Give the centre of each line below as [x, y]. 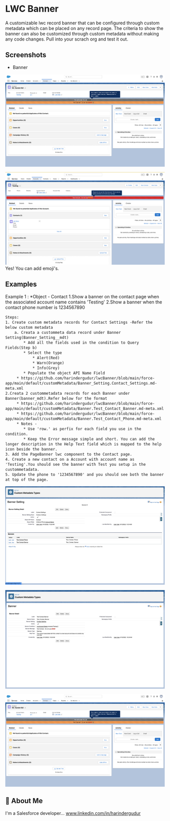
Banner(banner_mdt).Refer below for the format [56, 398]
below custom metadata [29, 327]
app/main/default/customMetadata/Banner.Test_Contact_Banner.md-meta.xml [85, 408]
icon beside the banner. [31, 449]
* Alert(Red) [46, 358]
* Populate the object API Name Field [64, 373]
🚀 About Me [24, 801]
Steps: [12, 317]
